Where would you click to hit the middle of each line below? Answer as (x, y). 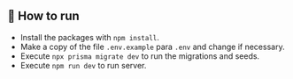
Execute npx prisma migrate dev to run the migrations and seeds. (140, 56)
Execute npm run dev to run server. (83, 65)
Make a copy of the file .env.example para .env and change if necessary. (152, 47)
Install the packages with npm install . (90, 37)
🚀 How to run (43, 16)
